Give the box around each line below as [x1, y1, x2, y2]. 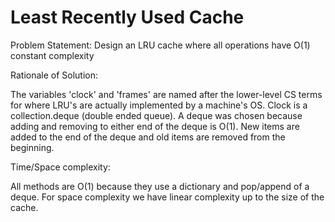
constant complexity [10, 49, 95, 61]
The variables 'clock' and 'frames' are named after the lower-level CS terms [10, 88, 323, 100]
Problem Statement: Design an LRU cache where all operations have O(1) [10, 39, 311, 51]
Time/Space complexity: [10, 161, 111, 173]
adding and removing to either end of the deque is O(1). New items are [10, 120, 300, 132]
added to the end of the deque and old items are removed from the [10, 131, 286, 143]
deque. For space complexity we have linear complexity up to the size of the [10, 191, 325, 203]
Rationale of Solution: [10, 69, 99, 81]
